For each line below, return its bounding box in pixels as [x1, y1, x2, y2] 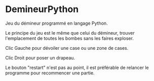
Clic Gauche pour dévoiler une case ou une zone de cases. [5, 45, 129, 51]
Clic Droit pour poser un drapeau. [5, 54, 75, 61]
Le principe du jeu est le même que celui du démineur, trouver [5, 30, 135, 36]
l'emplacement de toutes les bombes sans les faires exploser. [5, 35, 134, 41]
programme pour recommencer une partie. [5, 69, 95, 76]
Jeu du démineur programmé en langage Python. [5, 20, 108, 26]
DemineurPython [5, 4, 79, 15]
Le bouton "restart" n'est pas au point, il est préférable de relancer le [5, 64, 149, 70]
